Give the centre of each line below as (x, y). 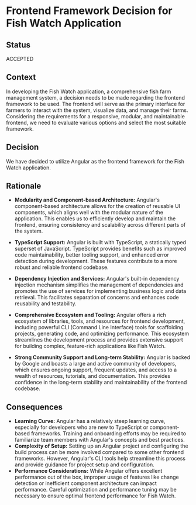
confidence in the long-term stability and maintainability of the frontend (101, 383)
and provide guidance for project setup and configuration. (85, 465)
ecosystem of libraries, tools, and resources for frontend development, (100, 321)
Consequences (35, 407)
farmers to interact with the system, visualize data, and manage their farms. (97, 110)
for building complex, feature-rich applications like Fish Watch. (90, 346)
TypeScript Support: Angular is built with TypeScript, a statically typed (100, 243)
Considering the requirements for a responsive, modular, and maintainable (96, 116)
